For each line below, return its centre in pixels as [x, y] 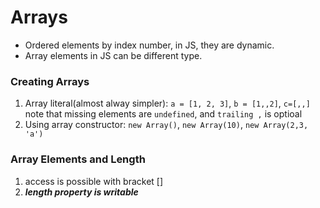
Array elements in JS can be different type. [113, 55]
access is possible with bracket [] [94, 181]
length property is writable [81, 192]
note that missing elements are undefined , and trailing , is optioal [163, 114]
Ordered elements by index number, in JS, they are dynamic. [149, 45]
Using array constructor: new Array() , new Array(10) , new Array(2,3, [166, 125]
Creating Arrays [50, 81]
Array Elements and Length [78, 159]
